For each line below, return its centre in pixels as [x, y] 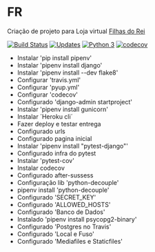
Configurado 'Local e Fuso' [55, 234]
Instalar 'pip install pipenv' [54, 58]
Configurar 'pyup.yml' [48, 87]
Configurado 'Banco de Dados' [61, 212]
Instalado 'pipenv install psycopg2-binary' [77, 219]
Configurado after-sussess [55, 175]
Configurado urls [41, 131]
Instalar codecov [41, 168]
